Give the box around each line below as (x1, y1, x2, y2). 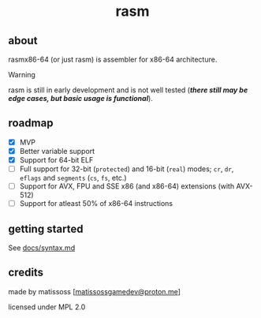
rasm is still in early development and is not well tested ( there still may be (8, 85, 248, 95)
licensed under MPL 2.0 (8, 302, 86, 312)
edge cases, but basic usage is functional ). (8, 94, 154, 103)
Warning (8, 70, 35, 79)
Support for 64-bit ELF (19, 155, 94, 164)
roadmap (8, 117, 54, 130)
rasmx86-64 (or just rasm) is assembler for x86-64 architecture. (8, 54, 218, 64)
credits (8, 266, 44, 279)
